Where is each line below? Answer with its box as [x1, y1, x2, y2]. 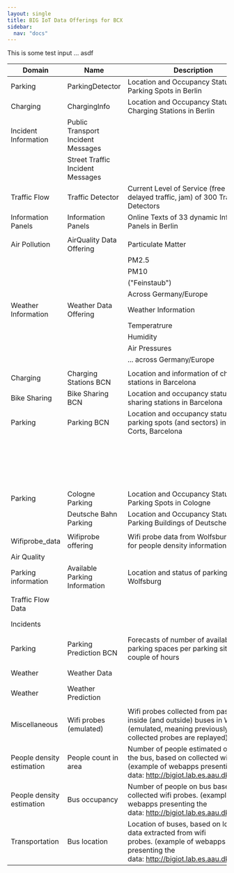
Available [67, 564, 97, 573]
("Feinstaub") [127, 278, 172, 288]
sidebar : [7, 23, 33, 30]
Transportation [10, 837, 59, 846]
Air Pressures [127, 344, 172, 353]
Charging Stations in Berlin [127, 106, 215, 116]
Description [173, 66, 214, 75]
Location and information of [127, 369, 219, 379]
